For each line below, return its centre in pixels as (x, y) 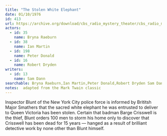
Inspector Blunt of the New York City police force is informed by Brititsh (78, 102)
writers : (14, 70)
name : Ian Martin (32, 46)
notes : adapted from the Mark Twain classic (53, 88)
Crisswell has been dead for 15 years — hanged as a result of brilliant (76, 123)
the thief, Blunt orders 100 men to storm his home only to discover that (77, 118)
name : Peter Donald (34, 56)
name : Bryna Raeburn (35, 38)
